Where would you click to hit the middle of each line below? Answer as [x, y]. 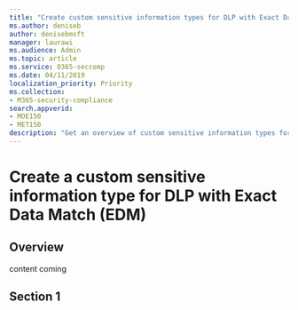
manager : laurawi [41, 42]
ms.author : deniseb [45, 26]
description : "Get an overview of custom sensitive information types [142, 133]
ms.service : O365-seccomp [57, 68]
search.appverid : [41, 108]
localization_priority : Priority [71, 83]
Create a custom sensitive [107, 177]
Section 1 [35, 297]
